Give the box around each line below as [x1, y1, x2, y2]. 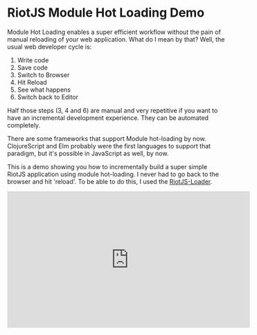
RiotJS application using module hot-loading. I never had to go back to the [7, 170, 220, 178]
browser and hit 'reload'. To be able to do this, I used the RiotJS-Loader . [7, 177, 213, 185]
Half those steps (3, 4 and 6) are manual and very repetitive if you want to [7, 106, 218, 114]
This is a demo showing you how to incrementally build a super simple [7, 162, 208, 171]
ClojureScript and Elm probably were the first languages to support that [7, 141, 211, 150]
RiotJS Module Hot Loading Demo [7, 5, 205, 21]
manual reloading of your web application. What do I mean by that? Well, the [7, 35, 225, 43]
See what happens [17, 85, 71, 94]
